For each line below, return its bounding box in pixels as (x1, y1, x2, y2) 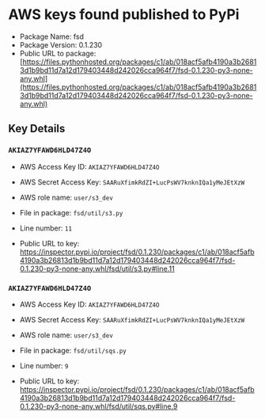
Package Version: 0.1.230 (19, 40, 103, 49)
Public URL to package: (19, 48, 97, 58)
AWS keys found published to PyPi (8, 6, 240, 24)
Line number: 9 (19, 360, 69, 370)
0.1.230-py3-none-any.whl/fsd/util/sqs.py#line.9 (19, 402, 178, 411)
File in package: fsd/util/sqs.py (19, 345, 127, 355)
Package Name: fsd (19, 32, 85, 41)
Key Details (8, 122, 66, 135)
